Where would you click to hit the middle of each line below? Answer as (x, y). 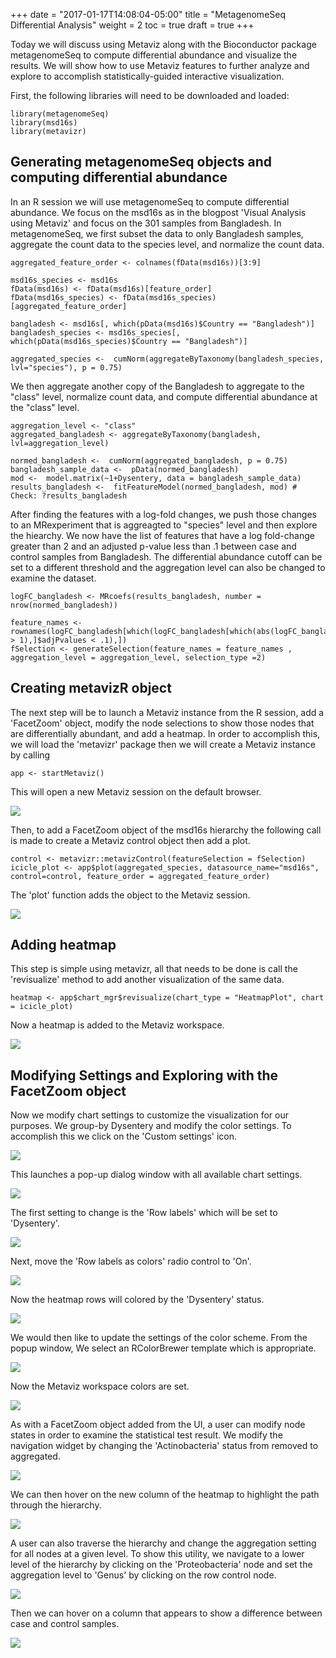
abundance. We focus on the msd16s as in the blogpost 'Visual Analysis (158, 212)
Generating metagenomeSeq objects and (141, 162)
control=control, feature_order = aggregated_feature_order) (140, 876)
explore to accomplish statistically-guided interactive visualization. (147, 76)
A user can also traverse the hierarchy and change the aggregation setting (163, 1543)
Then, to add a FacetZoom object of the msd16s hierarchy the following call (166, 830)
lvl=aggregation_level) (60, 443)
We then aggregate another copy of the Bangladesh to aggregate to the (157, 386)
